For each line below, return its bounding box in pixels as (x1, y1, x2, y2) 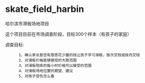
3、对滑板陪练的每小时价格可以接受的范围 (18, 63, 92, 68)
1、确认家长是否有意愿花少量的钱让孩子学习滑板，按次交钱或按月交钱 (18, 52, 140, 58)
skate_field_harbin (5, 3, 84, 15)
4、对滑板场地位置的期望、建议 (18, 68, 73, 73)
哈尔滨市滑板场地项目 (5, 20, 49, 26)
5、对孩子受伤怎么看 (18, 74, 55, 79)
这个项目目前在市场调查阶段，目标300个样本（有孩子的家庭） (5, 31, 132, 37)
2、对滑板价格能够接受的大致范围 (18, 58, 77, 63)
